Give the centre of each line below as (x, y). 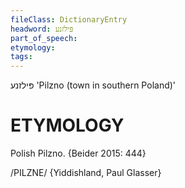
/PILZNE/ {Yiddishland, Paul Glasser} (86, 173)
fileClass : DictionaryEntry (69, 19)
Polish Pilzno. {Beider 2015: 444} (78, 153)
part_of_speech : (44, 38)
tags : (21, 57)
